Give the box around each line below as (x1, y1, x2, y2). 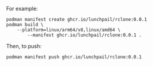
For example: (6, 5, 39, 12)
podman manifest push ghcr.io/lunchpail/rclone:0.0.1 (6, 54, 142, 60)
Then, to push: (6, 43, 42, 49)
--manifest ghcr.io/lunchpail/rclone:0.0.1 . (27, 32, 142, 38)
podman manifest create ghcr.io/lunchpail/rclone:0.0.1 (6, 17, 147, 23)
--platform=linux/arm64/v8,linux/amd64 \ (17, 27, 120, 33)
